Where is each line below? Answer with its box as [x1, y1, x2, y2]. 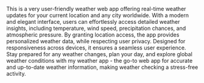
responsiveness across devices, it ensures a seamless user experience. [6, 44, 186, 51]
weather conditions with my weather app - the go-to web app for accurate [6, 57, 193, 64]
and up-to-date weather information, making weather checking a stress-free [6, 63, 199, 71]
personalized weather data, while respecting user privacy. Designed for [6, 38, 186, 45]
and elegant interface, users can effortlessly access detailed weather [6, 18, 180, 25]
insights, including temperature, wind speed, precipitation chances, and [6, 24, 186, 32]
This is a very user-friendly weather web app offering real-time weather [6, 5, 186, 12]
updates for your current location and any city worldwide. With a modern [6, 12, 189, 19]
